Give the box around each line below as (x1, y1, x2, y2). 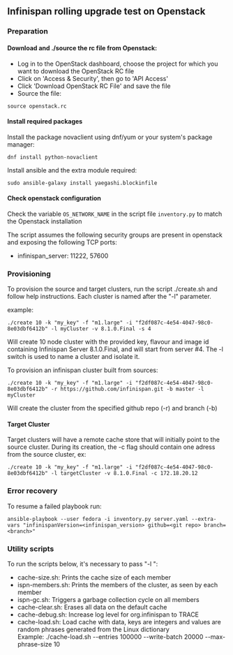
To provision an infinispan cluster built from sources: (7, 366, 158, 374)
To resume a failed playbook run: (7, 502, 102, 510)
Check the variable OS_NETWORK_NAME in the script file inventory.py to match (7, 209, 223, 218)
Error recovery (7, 486, 58, 496)
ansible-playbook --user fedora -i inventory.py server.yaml (7, 515, 189, 522)
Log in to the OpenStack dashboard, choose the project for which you (17, 59, 218, 68)
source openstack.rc (7, 103, 68, 110)
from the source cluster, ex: (7, 450, 87, 459)
